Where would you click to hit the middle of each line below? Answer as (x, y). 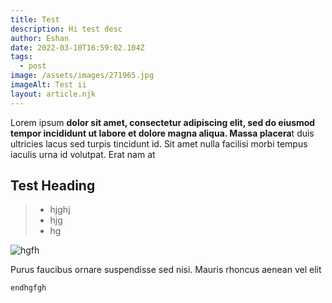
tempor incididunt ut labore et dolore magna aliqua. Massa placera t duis (162, 133)
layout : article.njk (53, 94)
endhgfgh (28, 288)
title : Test (35, 19)
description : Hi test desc (66, 29)
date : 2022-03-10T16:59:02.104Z (77, 47)
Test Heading (53, 186)
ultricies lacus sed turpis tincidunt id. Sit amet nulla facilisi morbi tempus (159, 143)
